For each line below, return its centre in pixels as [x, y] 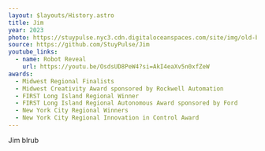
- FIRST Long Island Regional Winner [77, 96]
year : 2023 [26, 30]
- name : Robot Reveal [51, 60]
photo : [19, 37]
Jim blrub [24, 140]
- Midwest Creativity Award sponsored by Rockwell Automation [119, 88]
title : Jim [26, 23]
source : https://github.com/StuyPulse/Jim [79, 45]
